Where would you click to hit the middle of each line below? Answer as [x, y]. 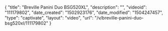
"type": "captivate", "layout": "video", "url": [49, 18]
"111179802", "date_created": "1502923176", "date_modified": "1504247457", [84, 12]
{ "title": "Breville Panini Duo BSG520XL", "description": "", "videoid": [76, 7]
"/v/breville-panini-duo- [119, 18]
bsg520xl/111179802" [27, 23]
